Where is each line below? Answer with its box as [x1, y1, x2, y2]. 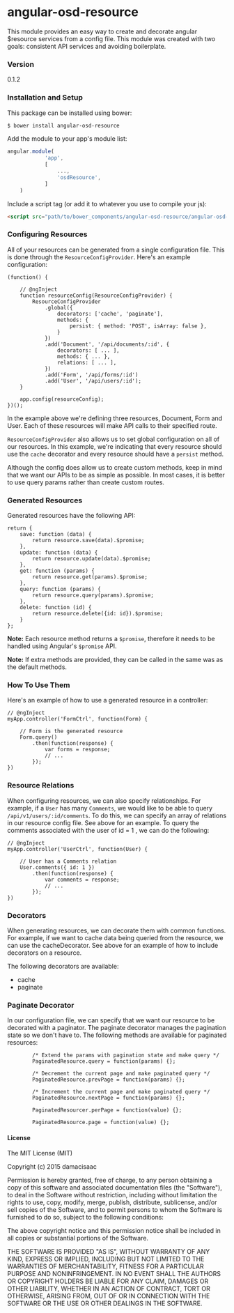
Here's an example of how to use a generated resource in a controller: [7, 696, 208, 705]
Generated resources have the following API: [7, 512, 136, 519]
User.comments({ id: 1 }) [19, 863, 95, 871]
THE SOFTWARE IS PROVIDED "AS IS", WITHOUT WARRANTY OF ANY [7, 1247, 210, 1256]
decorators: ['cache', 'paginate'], [56, 310, 164, 317]
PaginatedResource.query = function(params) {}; [32, 1058, 176, 1065]
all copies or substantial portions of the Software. [7, 1234, 148, 1243]
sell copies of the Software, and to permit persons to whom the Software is [7, 1206, 223, 1214]
